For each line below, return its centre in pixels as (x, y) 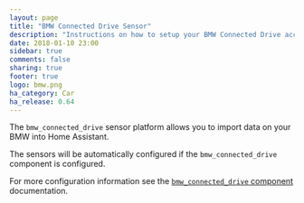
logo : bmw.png (36, 85)
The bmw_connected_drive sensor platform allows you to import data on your (150, 127)
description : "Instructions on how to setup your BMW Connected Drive (145, 34)
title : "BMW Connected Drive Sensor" (81, 26)
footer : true (34, 77)
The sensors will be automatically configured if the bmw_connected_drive (143, 154)
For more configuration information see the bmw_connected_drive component (152, 181)
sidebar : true (36, 51)
